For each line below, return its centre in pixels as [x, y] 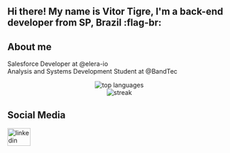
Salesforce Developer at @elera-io [58, 64]
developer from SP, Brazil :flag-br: [84, 23]
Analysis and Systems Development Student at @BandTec [92, 72]
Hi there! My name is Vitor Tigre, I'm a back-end [115, 12]
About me [29, 46]
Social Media [37, 115]
